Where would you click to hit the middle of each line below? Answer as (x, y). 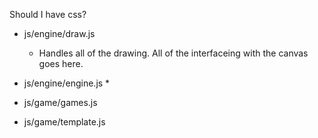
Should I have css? (48, 14)
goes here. (61, 63)
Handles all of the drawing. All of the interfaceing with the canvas (173, 53)
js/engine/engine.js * (67, 83)
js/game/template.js (64, 122)
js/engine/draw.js (59, 33)
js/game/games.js (60, 102)
